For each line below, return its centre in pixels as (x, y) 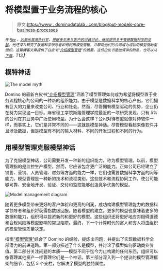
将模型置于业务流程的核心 (56, 10)
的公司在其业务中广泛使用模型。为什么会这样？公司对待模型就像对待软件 (77, 118)
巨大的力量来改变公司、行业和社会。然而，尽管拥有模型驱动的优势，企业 (81, 106)
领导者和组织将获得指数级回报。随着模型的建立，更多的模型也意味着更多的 (83, 210)
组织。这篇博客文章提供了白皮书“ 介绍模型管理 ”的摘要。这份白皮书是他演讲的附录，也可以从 (81, 50)
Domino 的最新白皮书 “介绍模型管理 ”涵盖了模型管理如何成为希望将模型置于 (79, 94)
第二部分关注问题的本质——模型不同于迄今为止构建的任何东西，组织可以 (86, 251)
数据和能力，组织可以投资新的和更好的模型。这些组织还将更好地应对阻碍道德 (81, 217)
